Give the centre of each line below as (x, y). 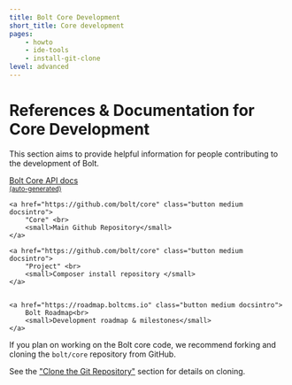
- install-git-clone (63, 58)
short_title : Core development (67, 26)
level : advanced (39, 67)
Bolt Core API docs (44, 180)
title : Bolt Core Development (65, 17)
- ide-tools (47, 50)
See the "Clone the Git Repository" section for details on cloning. (127, 371)
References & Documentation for (132, 111)
